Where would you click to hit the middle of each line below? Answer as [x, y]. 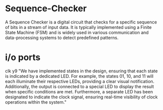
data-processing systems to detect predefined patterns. [62, 38]
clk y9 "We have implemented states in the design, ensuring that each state [81, 71]
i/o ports [23, 57]
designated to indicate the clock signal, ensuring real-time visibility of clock [81, 97]
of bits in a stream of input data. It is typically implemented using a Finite [79, 27]
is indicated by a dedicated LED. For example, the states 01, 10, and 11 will [79, 76]
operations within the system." [36, 102]
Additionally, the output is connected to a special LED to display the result [80, 87]
